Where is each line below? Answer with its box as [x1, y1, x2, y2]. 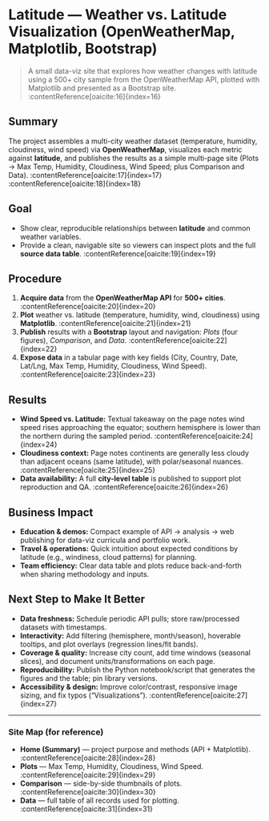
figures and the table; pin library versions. [19, 673, 159, 682]
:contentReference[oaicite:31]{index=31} [19, 804, 154, 814]
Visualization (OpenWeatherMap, [8, 22, 235, 41]
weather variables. [19, 231, 82, 241]
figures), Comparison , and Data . [19, 336, 127, 345]
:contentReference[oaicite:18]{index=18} [8, 179, 142, 188]
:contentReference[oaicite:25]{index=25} [19, 465, 156, 475]
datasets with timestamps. [19, 622, 107, 632]
